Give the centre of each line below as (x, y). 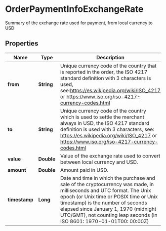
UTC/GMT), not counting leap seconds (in (109, 215)
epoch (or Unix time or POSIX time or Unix (109, 196)
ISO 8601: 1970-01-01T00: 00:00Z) (104, 221)
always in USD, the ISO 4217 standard (105, 123)
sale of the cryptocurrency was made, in (107, 184)
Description (110, 57)
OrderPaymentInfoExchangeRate (74, 9)
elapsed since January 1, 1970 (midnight (108, 209)
